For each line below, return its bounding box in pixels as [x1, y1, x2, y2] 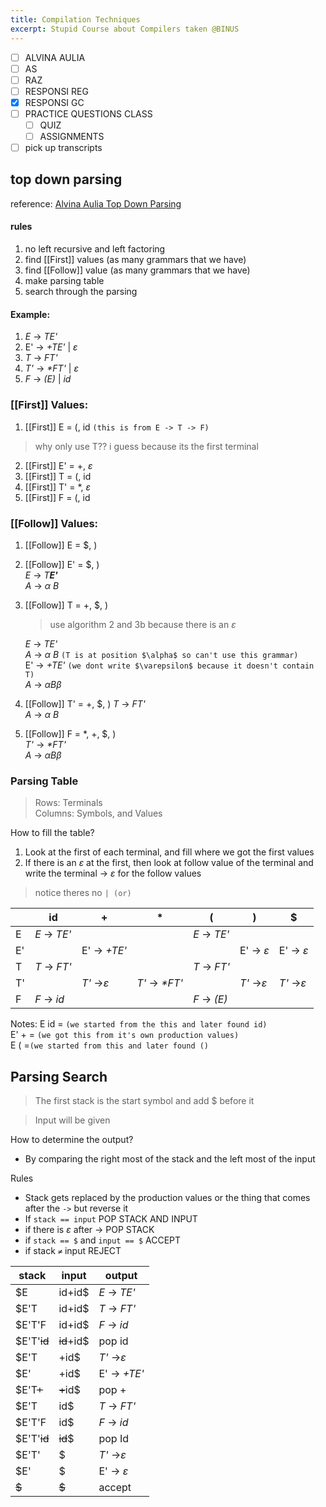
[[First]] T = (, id [24, 470, 92, 482]
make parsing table [24, 275, 105, 287]
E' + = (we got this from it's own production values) [10, 1029, 240, 1041]
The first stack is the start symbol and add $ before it [34, 1094, 255, 1106]
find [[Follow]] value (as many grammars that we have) [24, 264, 251, 276]
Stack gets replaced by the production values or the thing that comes [24, 1191, 311, 1203]
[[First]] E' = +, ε [24, 459, 93, 471]
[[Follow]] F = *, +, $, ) [24, 727, 117, 740]
